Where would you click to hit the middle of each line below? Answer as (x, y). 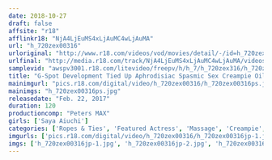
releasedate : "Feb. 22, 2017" (59, 99)
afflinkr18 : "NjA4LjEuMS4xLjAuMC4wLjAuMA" (81, 38)
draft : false (30, 23)
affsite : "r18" (34, 31)
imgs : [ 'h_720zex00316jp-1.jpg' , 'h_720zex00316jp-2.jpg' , (110, 143)
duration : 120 (32, 106)
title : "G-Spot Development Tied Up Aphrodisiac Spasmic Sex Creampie (130, 76)
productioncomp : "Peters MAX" (59, 114)
